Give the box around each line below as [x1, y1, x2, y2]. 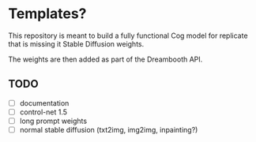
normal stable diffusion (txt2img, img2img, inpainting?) [19, 125, 198, 134]
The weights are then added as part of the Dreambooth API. [8, 54, 203, 64]
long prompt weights [19, 116, 88, 125]
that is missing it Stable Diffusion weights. [8, 39, 145, 48]
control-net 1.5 [19, 107, 68, 117]
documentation [19, 98, 70, 107]
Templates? [8, 5, 87, 23]
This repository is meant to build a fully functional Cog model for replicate [8, 31, 248, 40]
